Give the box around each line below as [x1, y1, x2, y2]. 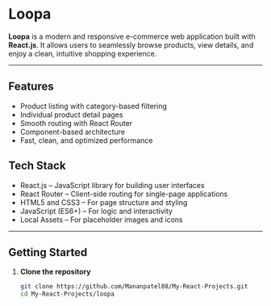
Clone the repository [19, 267, 91, 277]
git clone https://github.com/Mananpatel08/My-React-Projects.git [19, 283, 248, 291]
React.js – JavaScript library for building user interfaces [19, 180, 205, 190]
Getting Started [8, 245, 88, 259]
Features [8, 80, 54, 94]
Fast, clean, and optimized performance [19, 135, 153, 145]
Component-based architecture [19, 127, 125, 136]
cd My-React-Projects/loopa [19, 290, 115, 299]
